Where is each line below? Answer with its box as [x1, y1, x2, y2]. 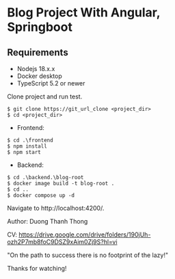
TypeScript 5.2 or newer [16, 79, 85, 87]
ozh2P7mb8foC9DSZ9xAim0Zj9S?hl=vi [7, 238, 118, 245]
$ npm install [7, 143, 48, 150]
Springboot [7, 19, 73, 35]
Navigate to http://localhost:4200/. [7, 204, 105, 212]
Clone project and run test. [7, 92, 83, 101]
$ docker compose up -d [7, 192, 75, 199]
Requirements [7, 46, 68, 58]
